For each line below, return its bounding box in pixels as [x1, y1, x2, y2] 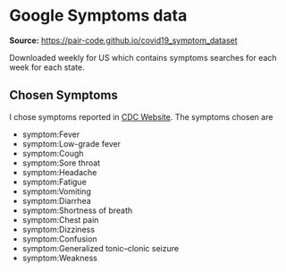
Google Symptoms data [9, 5, 188, 26]
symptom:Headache [21, 166, 97, 177]
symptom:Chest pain [21, 214, 99, 225]
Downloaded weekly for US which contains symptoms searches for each [9, 52, 277, 63]
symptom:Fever [21, 129, 80, 140]
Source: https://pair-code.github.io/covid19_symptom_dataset [9, 35, 239, 46]
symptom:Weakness [21, 252, 98, 263]
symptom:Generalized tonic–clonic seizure [21, 242, 180, 253]
